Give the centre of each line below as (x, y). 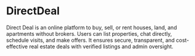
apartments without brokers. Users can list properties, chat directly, (89, 33)
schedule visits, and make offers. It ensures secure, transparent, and (90, 40)
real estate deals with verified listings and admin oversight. (101, 46)
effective (17, 46)
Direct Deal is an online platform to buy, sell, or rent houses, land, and (92, 27)
